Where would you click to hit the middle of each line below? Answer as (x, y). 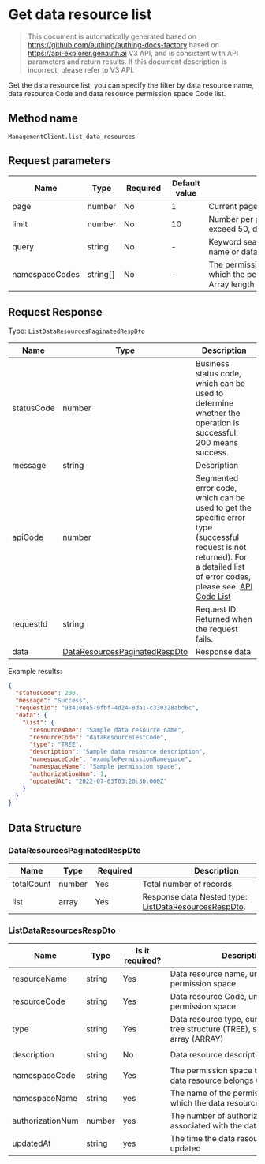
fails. (205, 639)
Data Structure (45, 827)
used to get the (224, 508)
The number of (198, 1116)
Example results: (35, 672)
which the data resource (215, 1103)
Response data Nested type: (195, 896)
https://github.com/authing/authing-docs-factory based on (123, 44)
